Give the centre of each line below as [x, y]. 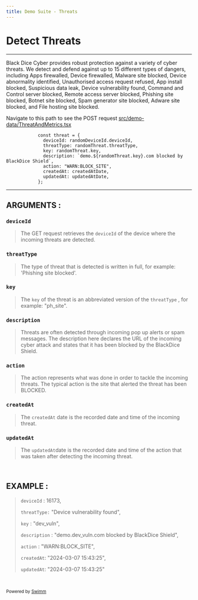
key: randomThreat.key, [72, 151]
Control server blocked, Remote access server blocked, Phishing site [90, 94]
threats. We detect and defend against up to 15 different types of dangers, [96, 69]
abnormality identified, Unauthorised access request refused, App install [94, 81]
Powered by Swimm [26, 591]
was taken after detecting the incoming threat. [77, 456]
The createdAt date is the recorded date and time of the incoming [100, 417]
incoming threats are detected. [58, 240]
